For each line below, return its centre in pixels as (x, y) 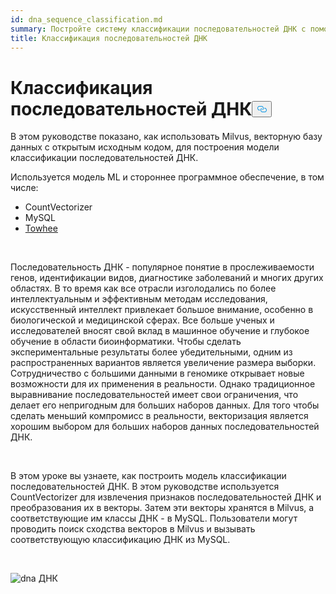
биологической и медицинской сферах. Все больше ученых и (142, 320)
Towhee (41, 228)
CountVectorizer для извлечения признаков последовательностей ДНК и (166, 497)
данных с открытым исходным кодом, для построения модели (145, 147)
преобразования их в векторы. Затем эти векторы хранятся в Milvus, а (162, 508)
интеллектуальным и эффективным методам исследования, (139, 299)
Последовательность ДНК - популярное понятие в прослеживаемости (162, 267)
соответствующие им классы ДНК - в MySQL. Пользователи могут (154, 518)
